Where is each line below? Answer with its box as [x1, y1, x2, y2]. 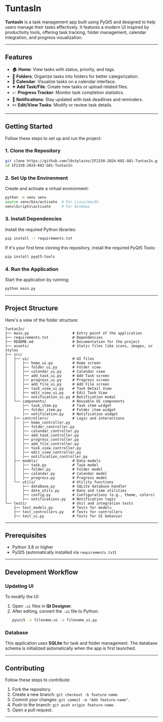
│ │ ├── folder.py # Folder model [5, 467, 103, 472]
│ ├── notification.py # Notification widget [5, 411, 118, 416]
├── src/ [5, 352, 23, 357]
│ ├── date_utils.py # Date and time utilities [5, 488, 127, 493]
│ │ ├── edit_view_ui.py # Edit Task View [5, 390, 108, 395]
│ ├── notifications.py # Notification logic [5, 496, 116, 501]
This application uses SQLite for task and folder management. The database [5, 640, 158, 646]
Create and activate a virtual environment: [5, 185, 89, 191]
